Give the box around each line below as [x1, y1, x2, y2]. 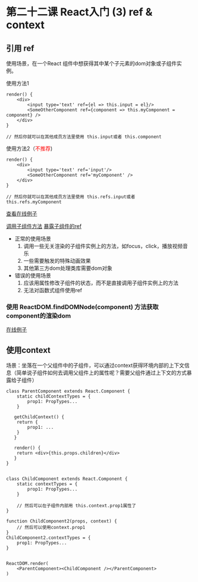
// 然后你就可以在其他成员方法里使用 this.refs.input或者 [6, 194, 136, 200]
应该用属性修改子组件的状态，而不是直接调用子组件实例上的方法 [23, 279, 179, 286]
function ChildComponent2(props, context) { [6, 518, 117, 524]
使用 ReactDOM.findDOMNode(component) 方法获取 [6, 303, 159, 311]
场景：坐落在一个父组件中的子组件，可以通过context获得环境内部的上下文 [6, 362, 184, 369]
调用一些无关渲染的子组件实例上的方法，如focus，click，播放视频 [23, 243, 183, 249]
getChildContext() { [14, 414, 65, 420]
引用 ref [6, 43, 34, 53]
